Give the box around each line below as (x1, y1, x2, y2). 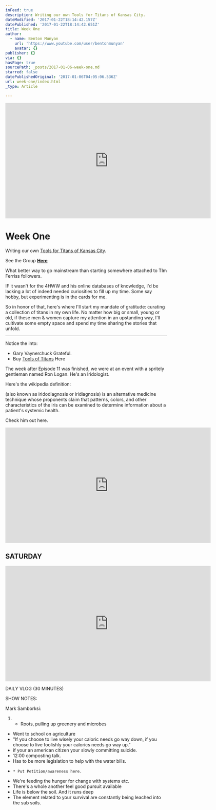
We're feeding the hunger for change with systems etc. (12, 778, 130, 784)
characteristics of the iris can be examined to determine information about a (5, 401, 166, 408)
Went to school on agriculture (12, 731, 76, 737)
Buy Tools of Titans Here (12, 355, 66, 362)
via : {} (5, 55, 22, 61)
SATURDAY (5, 552, 43, 561)
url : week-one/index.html (5, 79, 61, 84)
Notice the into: (5, 340, 38, 346)
